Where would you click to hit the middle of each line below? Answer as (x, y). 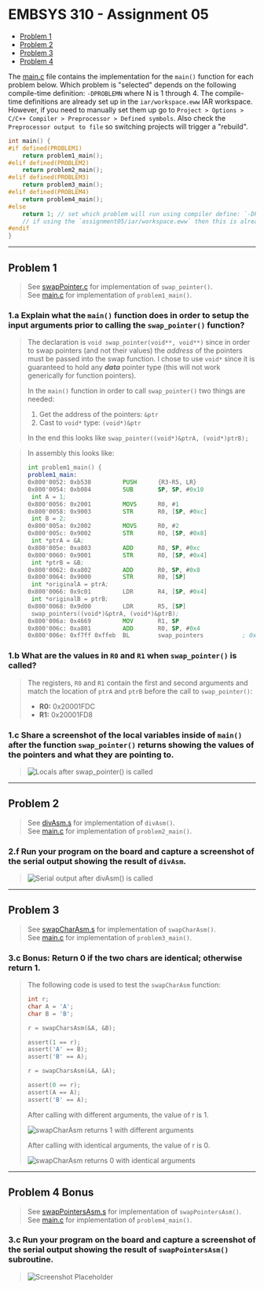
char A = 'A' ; (50, 1006)
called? (22, 665)
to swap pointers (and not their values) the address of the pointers (135, 350)
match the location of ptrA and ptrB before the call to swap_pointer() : (140, 691)
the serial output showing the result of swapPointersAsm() (119, 1250)
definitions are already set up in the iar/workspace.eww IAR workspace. (138, 101)
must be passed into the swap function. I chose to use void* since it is (141, 359)
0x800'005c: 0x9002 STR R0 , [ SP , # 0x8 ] (117, 533)
